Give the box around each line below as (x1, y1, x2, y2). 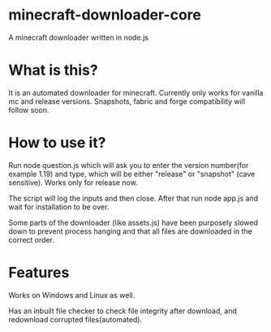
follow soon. (8, 105, 49, 114)
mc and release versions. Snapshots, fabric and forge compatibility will (8, 96, 246, 106)
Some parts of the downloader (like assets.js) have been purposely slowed (8, 218, 258, 227)
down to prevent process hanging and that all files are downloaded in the (8, 226, 253, 236)
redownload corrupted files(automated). (8, 314, 143, 324)
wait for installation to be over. (8, 201, 110, 212)
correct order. (8, 235, 55, 244)
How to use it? (8, 134, 106, 152)
